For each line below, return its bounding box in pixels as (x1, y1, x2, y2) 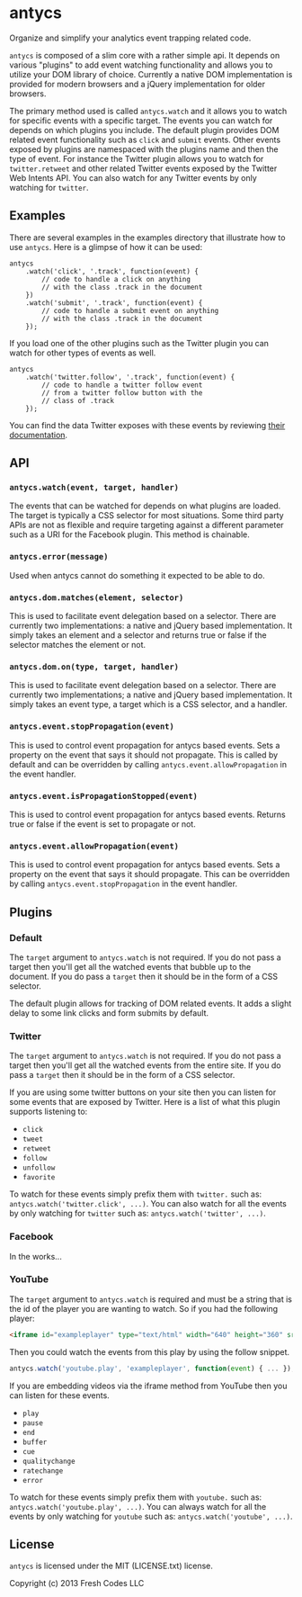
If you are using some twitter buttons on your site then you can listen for (9, 1087, 277, 1098)
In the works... (9, 1251, 63, 1261)
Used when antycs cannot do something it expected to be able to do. (9, 570, 265, 580)
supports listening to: (9, 1106, 88, 1117)
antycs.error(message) (9, 552, 109, 562)
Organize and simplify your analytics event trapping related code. (9, 32, 252, 43)
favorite (22, 1173, 56, 1182)
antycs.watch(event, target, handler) (9, 482, 180, 493)
